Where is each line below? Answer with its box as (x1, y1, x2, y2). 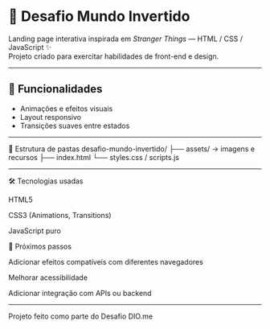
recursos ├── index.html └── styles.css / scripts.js (8, 152, 179, 162)
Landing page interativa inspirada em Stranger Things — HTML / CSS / (8, 34, 243, 43)
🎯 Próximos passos (8, 241, 72, 251)
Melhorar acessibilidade (8, 273, 88, 282)
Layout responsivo (19, 112, 82, 121)
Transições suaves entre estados (19, 121, 130, 130)
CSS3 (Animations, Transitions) (8, 210, 112, 220)
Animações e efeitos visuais (19, 104, 113, 113)
